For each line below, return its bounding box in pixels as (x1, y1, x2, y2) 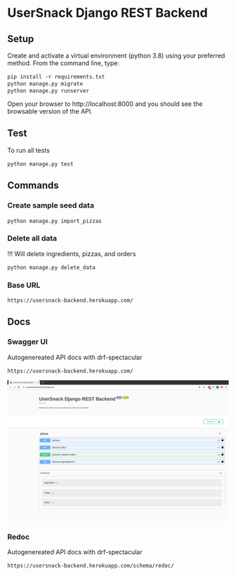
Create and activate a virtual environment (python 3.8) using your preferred (7, 51, 225, 60)
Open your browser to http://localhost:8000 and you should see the (7, 100, 203, 108)
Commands (7, 180, 60, 192)
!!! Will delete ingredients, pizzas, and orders (7, 249, 136, 257)
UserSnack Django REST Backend (7, 5, 209, 21)
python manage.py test (7, 160, 74, 168)
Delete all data (7, 234, 58, 243)
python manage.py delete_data (7, 264, 96, 271)
